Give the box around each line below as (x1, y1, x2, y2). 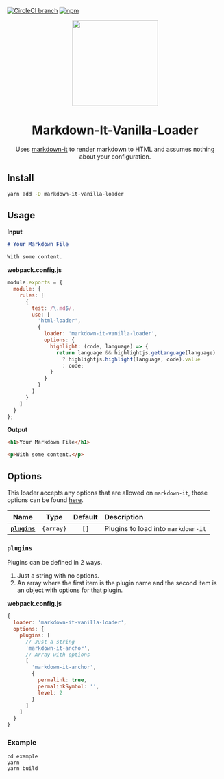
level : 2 (37, 689, 63, 697)
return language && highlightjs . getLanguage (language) (55, 349, 216, 357)
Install (7, 172, 34, 184)
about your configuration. (79, 152, 151, 161)
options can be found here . (7, 496, 84, 504)
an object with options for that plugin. (16, 586, 123, 594)
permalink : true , (37, 677, 88, 684)
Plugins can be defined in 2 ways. (7, 558, 103, 567)
